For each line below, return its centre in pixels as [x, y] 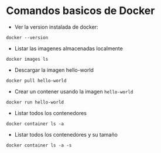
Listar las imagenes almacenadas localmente [68, 48]
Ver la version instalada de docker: [56, 27]
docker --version [27, 37]
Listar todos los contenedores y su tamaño [66, 134]
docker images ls [27, 59]
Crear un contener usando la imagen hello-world [74, 91]
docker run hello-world [35, 102]
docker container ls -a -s [39, 145]
